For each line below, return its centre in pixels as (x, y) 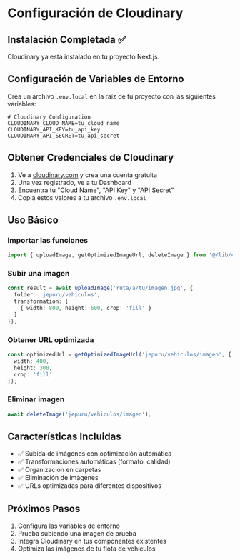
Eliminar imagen (36, 399)
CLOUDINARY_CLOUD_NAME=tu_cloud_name (64, 123)
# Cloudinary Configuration (49, 117)
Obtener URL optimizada (51, 339)
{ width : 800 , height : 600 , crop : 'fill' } (86, 309)
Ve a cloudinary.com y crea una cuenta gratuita (87, 175)
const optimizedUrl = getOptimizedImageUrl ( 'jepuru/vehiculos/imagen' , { (120, 355)
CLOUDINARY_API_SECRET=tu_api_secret (64, 136)
